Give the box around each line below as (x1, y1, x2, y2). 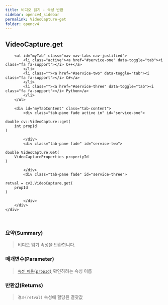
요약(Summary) (5, 229, 43, 236)
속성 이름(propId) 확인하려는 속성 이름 (17, 268, 92, 274)
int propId (14, 124, 37, 129)
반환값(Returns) (5, 282, 44, 289)
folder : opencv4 (5, 21, 39, 27)
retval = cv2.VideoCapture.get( (5, 181, 73, 186)
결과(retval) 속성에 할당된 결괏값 (17, 294, 83, 300)
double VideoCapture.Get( (5, 150, 59, 155)
